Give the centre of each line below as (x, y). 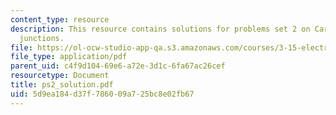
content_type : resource (60, 19)
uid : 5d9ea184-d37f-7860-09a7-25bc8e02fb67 (102, 94)
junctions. (42, 38)
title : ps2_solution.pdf (62, 85)
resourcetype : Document (60, 76)
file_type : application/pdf (69, 57)
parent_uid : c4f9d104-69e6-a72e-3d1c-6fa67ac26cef (118, 66)
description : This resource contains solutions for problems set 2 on (160, 29)
